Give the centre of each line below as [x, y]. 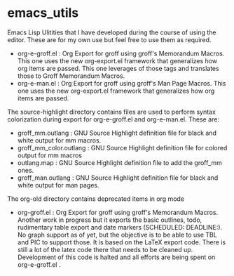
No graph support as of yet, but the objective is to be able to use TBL [117, 235]
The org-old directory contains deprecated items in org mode [96, 199]
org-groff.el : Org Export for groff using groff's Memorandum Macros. [118, 212]
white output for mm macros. [59, 140]
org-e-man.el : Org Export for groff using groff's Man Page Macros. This [122, 83]
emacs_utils [43, 13]
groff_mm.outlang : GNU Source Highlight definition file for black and [117, 133]
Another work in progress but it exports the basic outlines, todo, [110, 220]
